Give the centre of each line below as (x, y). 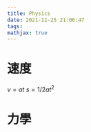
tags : (15, 26)
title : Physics (29, 13)
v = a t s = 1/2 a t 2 (31, 89)
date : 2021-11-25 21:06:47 (46, 20)
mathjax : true (28, 33)
